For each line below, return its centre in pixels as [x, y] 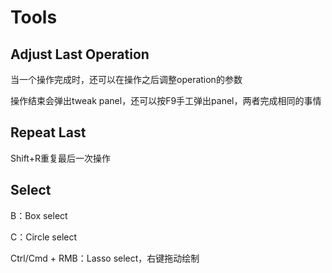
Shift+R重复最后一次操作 [60, 158]
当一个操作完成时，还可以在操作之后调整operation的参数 [126, 79]
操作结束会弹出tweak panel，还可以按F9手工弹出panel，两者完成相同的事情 [166, 100]
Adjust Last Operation [80, 54]
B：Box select [39, 215]
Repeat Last [48, 132]
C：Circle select [44, 237]
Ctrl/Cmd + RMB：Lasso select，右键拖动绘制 [105, 258]
